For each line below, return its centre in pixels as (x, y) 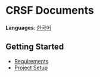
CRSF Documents (50, 10)
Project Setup (31, 67)
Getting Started (35, 47)
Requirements (31, 61)
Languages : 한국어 (29, 27)
